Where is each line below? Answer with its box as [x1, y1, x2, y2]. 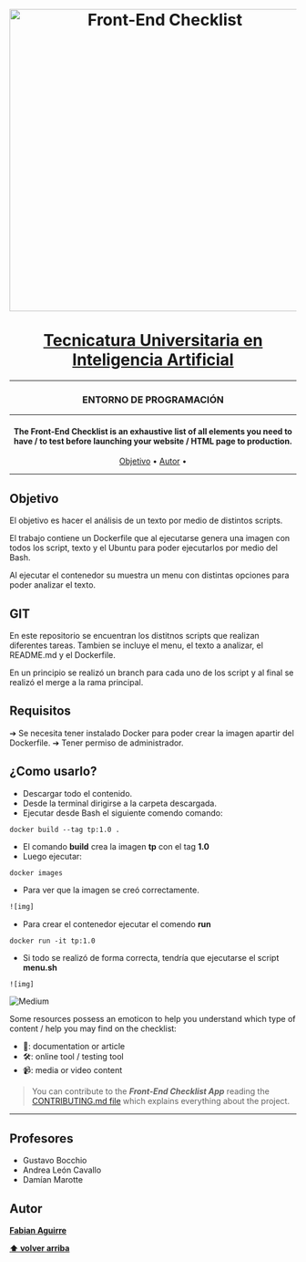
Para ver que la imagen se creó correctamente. [22, 884, 200, 895]
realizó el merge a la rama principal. [9, 677, 144, 688]
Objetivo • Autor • [118, 455, 188, 467]
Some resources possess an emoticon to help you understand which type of [9, 1014, 296, 1025]
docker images [9, 868, 64, 878]
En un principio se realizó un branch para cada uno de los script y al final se [9, 667, 294, 678]
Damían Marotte [22, 1174, 84, 1185]
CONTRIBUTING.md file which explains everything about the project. [31, 1096, 290, 1107]
